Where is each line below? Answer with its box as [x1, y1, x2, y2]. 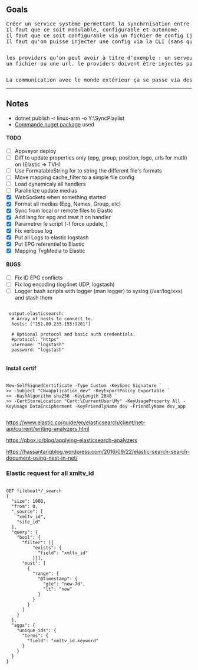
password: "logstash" [11, 347, 65, 353]
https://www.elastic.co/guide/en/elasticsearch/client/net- [6, 419, 146, 426]
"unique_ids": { [16, 627, 57, 633]
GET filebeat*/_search [6, 487, 62, 494]
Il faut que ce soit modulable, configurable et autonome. [6, 26, 181, 33]
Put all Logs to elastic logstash [14, 233, 89, 241]
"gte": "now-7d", [43, 581, 85, 587]
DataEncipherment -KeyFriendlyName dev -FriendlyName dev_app [29, 404, 186, 409]
